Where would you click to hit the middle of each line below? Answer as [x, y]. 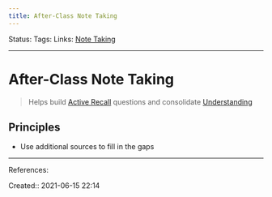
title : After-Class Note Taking [63, 16]
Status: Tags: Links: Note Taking [62, 39]
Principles [34, 127]
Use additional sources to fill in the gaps [87, 147]
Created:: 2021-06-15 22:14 [54, 186]
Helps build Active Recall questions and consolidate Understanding [140, 101]
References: [28, 170]
